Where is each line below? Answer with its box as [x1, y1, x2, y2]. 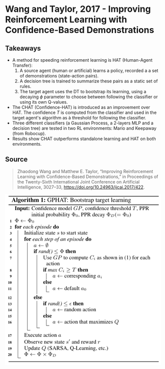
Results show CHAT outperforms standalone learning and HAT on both [12, 136, 156, 142]
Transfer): [12, 63, 33, 68]
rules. [19, 83, 32, 89]
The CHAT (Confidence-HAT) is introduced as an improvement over [12, 105, 151, 110]
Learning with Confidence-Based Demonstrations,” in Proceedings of [17, 174, 159, 180]
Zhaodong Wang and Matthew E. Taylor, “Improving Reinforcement [17, 168, 153, 174]
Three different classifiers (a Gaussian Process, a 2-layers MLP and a [12, 120, 154, 126]
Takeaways [5, 44, 41, 52]
